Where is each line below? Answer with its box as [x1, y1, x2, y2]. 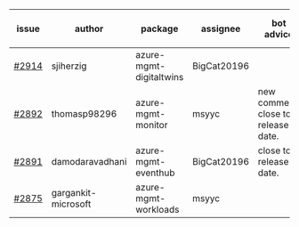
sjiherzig [51, 60, 87, 72]
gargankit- [51, 187, 97, 199]
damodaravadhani [51, 156, 127, 167]
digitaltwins [135, 71, 184, 83]
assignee [200, 22, 241, 35]
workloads [135, 204, 180, 215]
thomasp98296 [51, 108, 117, 119]
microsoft [51, 198, 92, 210]
